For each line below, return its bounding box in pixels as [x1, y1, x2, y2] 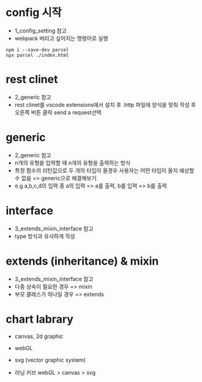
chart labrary [6, 312, 74, 326]
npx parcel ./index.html [6, 52, 69, 58]
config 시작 [6, 6, 62, 20]
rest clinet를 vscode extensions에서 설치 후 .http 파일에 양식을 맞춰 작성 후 [14, 101, 196, 108]
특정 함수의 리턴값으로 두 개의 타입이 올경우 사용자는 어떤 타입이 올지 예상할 [14, 166, 195, 174]
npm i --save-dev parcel [6, 46, 69, 53]
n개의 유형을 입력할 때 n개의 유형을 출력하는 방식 [14, 159, 131, 166]
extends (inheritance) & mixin [6, 254, 159, 268]
